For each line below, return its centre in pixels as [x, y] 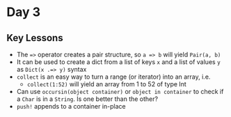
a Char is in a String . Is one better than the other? [87, 99]
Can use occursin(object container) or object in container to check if [120, 92]
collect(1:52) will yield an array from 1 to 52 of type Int [107, 84]
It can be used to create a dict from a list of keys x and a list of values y [118, 62]
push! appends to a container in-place [71, 106]
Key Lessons [35, 38]
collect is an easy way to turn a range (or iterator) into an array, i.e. [113, 77]
